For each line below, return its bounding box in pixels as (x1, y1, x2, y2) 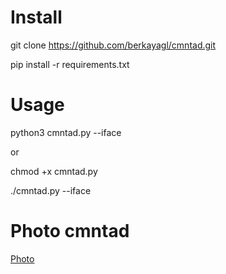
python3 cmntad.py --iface (10, 126, 122, 138)
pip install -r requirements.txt (10, 58, 130, 70)
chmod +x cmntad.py (10, 165, 98, 177)
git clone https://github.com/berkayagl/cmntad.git (10, 39, 217, 51)
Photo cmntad (10, 220, 130, 243)
